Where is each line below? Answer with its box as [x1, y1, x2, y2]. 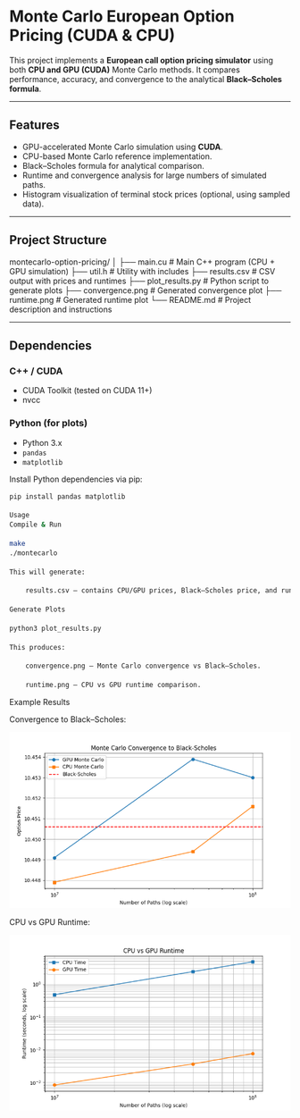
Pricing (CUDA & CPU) [9, 25, 176, 46]
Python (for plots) [9, 417, 87, 430]
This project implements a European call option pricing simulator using [9, 55, 274, 65]
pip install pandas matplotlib [9, 492, 126, 501]
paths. [21, 179, 46, 189]
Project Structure [9, 232, 107, 248]
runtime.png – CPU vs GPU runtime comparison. [25, 681, 202, 690]
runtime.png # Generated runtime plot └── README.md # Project [9, 294, 252, 305]
